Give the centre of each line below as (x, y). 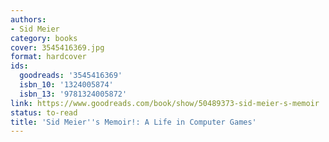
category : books (44, 38)
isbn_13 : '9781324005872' (73, 94)
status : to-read (44, 112)
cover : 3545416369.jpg (57, 47)
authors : (28, 19)
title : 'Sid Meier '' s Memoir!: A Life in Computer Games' (133, 122)
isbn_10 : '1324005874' (66, 85)
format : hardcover (48, 57)
